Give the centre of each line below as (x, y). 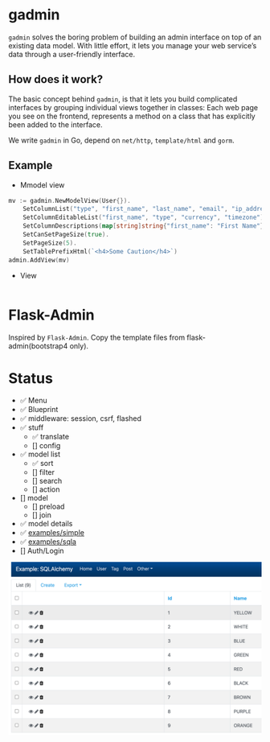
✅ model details (46, 524)
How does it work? (56, 79)
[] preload (48, 507)
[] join (42, 515)
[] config (46, 446)
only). (79, 346)
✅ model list (40, 454)
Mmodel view (42, 185)
